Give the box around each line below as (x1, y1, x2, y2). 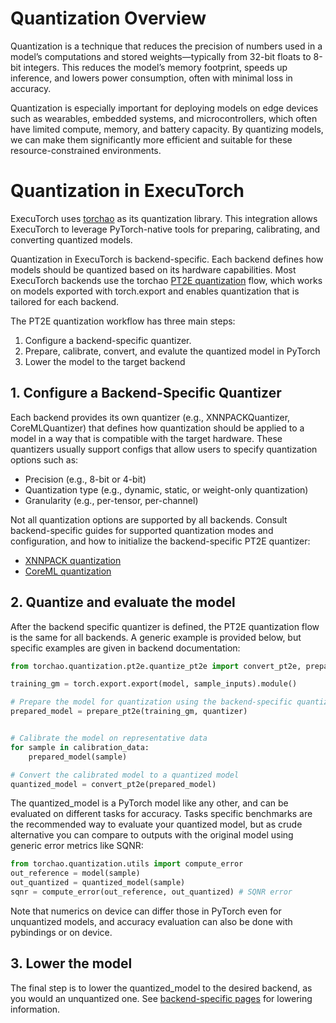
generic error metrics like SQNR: (10, 840, 144, 852)
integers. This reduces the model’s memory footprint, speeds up (23, 61, 288, 73)
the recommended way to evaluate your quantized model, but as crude (10, 818, 303, 831)
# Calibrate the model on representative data (10, 733, 208, 743)
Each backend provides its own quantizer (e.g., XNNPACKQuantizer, (10, 411, 291, 423)
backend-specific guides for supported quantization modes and (10, 524, 274, 536)
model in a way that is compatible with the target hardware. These (10, 432, 283, 444)
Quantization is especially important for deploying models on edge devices (10, 102, 319, 114)
